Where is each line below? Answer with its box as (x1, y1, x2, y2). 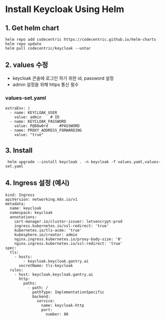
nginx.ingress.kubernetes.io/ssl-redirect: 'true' (14, 241, 123, 246)
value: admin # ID (14, 115, 59, 120)
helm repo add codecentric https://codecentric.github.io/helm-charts (5, 37, 156, 42)
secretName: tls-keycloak (18, 263, 73, 268)
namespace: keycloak (10, 210, 53, 215)
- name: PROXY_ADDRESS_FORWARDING (10, 128, 82, 133)
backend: (32, 294, 51, 299)
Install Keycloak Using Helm (5, 4, 124, 15)
